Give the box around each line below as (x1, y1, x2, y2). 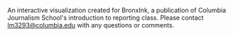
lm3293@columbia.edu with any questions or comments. (7, 21, 175, 29)
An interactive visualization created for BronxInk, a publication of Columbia (7, 6, 227, 14)
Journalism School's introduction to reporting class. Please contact (7, 13, 204, 22)
